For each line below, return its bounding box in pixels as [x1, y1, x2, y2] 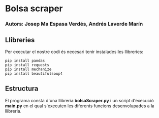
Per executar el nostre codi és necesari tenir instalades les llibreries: [5, 49, 144, 55]
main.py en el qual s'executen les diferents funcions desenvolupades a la [5, 103, 155, 109]
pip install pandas [5, 58, 45, 63]
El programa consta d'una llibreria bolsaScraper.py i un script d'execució [5, 97, 154, 103]
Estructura [5, 85, 38, 93]
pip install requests [5, 62, 50, 67]
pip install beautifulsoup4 [5, 71, 63, 76]
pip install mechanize [5, 67, 52, 72]
